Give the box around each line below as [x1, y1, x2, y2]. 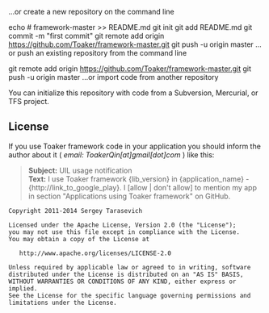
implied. [8, 284, 38, 293]
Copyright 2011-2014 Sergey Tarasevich [8, 207, 143, 215]
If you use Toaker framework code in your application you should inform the [8, 141, 261, 151]
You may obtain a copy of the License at [8, 235, 150, 243]
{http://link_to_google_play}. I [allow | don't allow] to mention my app [27, 182, 257, 192]
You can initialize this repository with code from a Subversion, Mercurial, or [8, 88, 258, 98]
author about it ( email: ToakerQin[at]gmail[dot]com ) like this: [8, 149, 215, 160]
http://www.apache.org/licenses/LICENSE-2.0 [19, 249, 172, 257]
